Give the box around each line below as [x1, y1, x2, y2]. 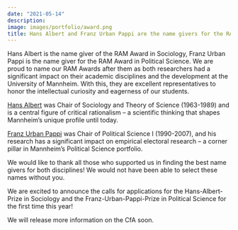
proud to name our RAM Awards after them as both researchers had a [7, 64, 211, 73]
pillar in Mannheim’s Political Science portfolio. [7, 144, 143, 153]
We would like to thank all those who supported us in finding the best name [7, 159, 227, 167]
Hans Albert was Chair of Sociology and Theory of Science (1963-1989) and [7, 100, 230, 110]
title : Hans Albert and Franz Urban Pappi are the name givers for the [7, 30, 223, 38]
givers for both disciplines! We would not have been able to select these [7, 166, 218, 174]
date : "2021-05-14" [7, 10, 65, 18]
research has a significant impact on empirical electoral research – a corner [7, 137, 228, 146]
